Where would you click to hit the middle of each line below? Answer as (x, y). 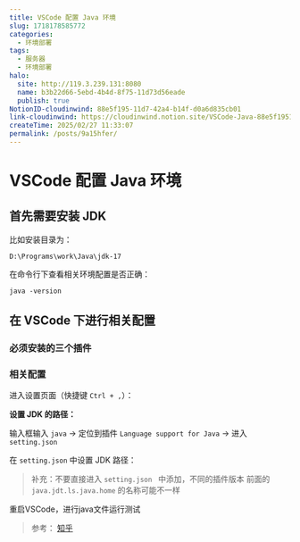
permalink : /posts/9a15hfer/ (63, 134)
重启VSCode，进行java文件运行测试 (75, 509)
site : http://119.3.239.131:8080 (79, 84)
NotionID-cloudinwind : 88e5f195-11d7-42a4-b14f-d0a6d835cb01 (125, 109)
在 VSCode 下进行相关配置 (83, 321)
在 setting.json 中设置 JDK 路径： (73, 460)
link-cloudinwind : (43, 117)
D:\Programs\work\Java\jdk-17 (66, 256)
